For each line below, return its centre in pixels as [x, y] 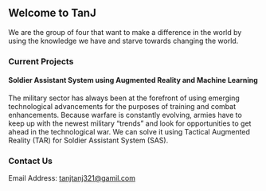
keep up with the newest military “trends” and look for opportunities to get [130, 123]
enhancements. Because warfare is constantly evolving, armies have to [125, 115]
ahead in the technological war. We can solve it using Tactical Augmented [129, 131]
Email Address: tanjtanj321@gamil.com [72, 178]
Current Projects [41, 61]
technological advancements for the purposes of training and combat [122, 106]
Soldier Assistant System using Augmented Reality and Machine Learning [133, 80]
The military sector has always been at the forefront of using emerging [124, 98]
